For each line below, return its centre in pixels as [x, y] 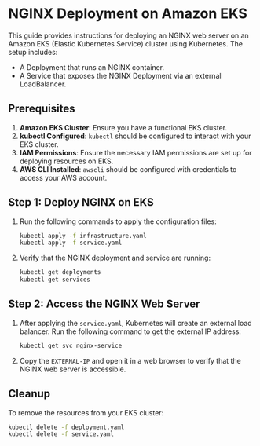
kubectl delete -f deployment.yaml [66, 427]
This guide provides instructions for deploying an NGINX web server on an [128, 35]
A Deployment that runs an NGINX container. [92, 67]
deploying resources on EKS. [66, 161]
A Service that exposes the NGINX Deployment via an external [120, 75]
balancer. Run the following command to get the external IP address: [130, 331]
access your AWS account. [63, 177]
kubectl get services [55, 280]
